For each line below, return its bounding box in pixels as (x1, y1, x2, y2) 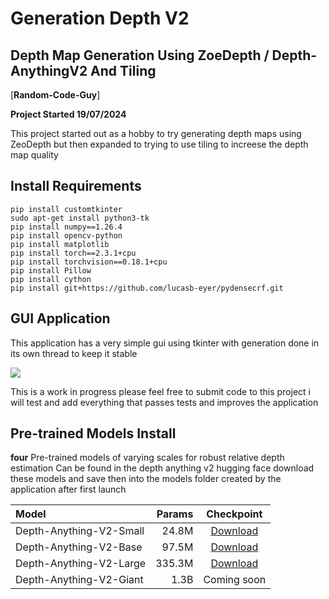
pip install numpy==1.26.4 (10, 222, 123, 232)
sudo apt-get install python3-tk (10, 213, 150, 223)
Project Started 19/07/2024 (10, 108, 127, 120)
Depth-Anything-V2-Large (15, 557, 147, 571)
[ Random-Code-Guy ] (10, 89, 101, 101)
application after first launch (10, 483, 127, 496)
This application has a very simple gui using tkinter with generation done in (10, 337, 320, 349)
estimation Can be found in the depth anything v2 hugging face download (10, 462, 315, 474)
